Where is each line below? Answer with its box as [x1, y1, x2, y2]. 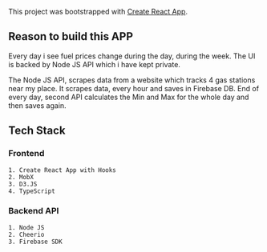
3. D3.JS [8, 180, 38, 188]
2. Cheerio [8, 230, 45, 238]
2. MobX [8, 173, 34, 181]
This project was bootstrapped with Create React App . [8, 7, 188, 16]
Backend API [8, 206, 59, 217]
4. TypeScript [8, 187, 56, 195]
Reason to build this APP [8, 30, 134, 43]
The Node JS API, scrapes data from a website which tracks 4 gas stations [8, 75, 256, 85]
